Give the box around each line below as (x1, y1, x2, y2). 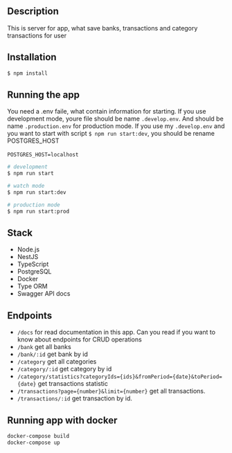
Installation (7, 51, 57, 63)
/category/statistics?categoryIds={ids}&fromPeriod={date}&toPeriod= (17, 373, 223, 380)
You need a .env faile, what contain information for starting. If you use (7, 107, 206, 116)
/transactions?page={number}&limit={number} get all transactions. (17, 387, 206, 396)
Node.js (17, 245, 40, 254)
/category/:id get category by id (17, 365, 112, 373)
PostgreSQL (17, 267, 52, 276)
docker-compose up (7, 439, 60, 446)
